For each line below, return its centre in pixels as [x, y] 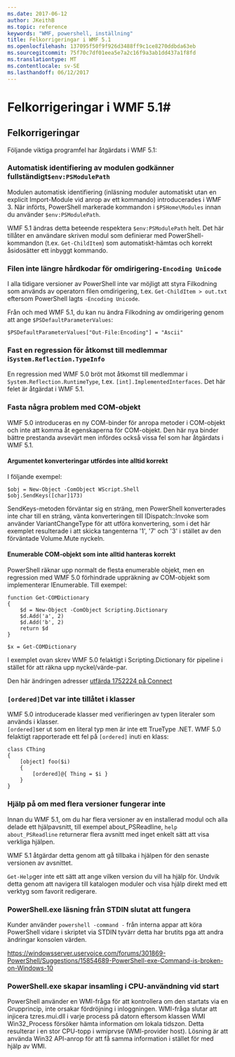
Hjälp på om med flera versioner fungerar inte [87, 804]
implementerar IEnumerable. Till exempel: [67, 585]
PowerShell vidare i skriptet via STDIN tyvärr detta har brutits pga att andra [115, 932]
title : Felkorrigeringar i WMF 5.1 [59, 40]
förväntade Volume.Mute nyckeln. [56, 538]
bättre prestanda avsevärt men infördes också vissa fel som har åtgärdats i [115, 437]
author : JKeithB [31, 20]
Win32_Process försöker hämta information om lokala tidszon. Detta [106, 1024]
